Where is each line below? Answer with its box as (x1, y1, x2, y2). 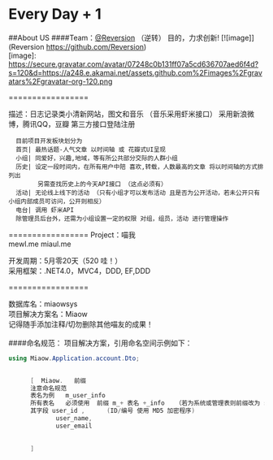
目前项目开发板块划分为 (15, 137, 83, 145)
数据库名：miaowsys (8, 298, 78, 309)
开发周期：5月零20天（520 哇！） (8, 255, 123, 265)
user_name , (55, 414, 93, 423)
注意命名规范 (29, 384, 67, 393)
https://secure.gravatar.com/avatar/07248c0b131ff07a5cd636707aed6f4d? (8, 59, 258, 69)
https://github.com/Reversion (45, 41, 145, 51)
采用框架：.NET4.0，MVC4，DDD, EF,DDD (8, 266, 151, 276)
